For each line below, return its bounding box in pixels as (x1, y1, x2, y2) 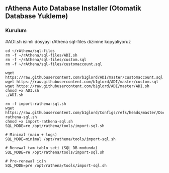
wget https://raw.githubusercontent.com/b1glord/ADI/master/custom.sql (5, 79, 158, 84)
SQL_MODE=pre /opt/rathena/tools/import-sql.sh (5, 163, 107, 168)
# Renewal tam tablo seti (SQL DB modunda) (5, 145, 98, 150)
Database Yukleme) (5, 12, 68, 21)
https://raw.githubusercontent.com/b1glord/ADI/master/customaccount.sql (5, 75, 163, 80)
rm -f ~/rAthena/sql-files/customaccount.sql (5, 62, 102, 67)
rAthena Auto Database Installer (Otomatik (5, 4, 142, 13)
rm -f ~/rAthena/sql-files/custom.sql (5, 57, 87, 62)
